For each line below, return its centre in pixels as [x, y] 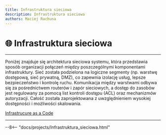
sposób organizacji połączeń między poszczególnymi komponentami [75, 67]
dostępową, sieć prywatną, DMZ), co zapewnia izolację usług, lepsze [75, 77]
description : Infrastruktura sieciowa [45, 14]
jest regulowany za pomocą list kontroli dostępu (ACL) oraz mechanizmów [81, 93]
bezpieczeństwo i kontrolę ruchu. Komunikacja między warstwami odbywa [81, 83]
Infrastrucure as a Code [29, 113]
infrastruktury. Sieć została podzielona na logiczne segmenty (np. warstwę [81, 72]
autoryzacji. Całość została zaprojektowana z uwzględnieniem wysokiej [78, 99]
